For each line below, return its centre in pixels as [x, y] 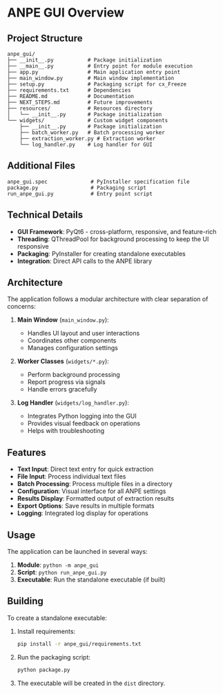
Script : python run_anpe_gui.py [62, 572]
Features [27, 453]
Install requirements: [46, 631]
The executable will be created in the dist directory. [91, 683]
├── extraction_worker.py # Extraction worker [88, 139]
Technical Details [45, 215]
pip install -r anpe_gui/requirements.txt [79, 644]
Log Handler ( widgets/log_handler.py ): [73, 403]
